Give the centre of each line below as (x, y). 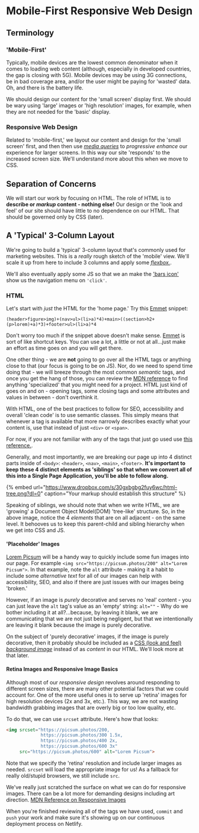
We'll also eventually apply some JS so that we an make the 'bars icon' (93, 274)
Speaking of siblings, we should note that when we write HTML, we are (93, 505)
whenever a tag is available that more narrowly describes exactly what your (98, 421)
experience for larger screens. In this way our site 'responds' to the (88, 153)
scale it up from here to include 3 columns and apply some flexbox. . (89, 262)
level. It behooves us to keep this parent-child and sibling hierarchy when (95, 524)
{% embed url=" (26, 488)
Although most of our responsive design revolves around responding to (93, 682)
